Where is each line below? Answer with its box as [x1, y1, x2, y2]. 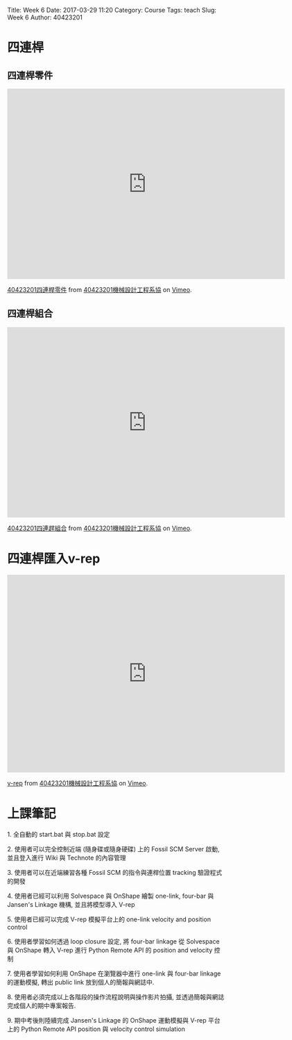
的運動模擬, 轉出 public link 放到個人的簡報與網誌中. [7, 978, 155, 986]
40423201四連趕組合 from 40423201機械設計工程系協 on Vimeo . [7, 524, 192, 532]
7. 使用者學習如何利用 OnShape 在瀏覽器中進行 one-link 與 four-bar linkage [7, 969, 221, 978]
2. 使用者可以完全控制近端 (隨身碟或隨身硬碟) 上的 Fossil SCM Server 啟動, [7, 844, 220, 853]
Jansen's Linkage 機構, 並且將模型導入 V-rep [7, 900, 135, 908]
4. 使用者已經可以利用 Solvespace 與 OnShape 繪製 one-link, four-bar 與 [7, 892, 214, 900]
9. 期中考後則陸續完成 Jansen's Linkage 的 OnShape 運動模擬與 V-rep [7, 1016, 207, 1024]
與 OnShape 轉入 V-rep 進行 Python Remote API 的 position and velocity [7, 946, 213, 954]
